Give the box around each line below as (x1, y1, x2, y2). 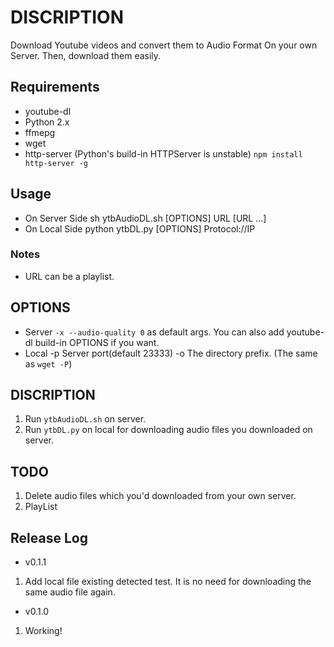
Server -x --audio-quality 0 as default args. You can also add (24, 326, 285, 338)
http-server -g (24, 158, 89, 168)
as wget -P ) (24, 357, 73, 370)
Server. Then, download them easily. (10, 49, 162, 61)
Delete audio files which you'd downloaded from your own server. (24, 490, 297, 502)
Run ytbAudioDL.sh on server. (24, 413, 147, 425)
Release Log (10, 529, 88, 546)
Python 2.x (24, 116, 70, 128)
